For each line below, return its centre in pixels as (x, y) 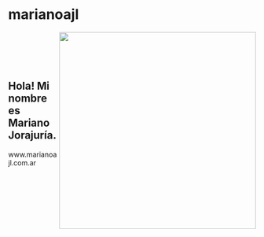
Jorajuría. (32, 135)
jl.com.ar (22, 162)
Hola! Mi (29, 86)
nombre (27, 99)
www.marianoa (33, 154)
